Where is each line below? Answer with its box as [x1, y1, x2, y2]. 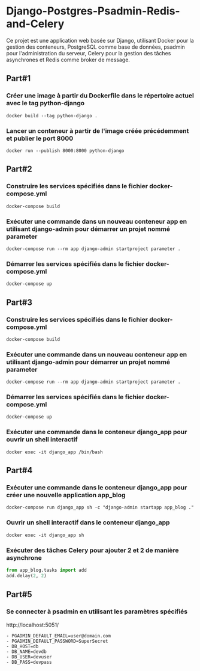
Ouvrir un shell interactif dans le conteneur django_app [6, 518, 170, 527]
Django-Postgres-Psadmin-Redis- [6, 4, 181, 18]
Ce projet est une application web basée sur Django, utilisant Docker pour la [6, 37, 195, 44]
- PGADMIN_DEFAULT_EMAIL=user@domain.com [6, 633, 111, 639]
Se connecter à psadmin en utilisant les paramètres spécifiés [6, 607, 188, 616]
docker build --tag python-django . [6, 112, 98, 118]
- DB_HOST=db [6, 643, 39, 649]
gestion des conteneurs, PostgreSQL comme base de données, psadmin [6, 43, 186, 51]
